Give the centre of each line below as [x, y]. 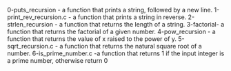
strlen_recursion [30, 24]
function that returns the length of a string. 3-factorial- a [144, 24]
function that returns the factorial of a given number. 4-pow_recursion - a [111, 31]
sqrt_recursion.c [30, 46]
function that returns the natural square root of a [133, 46]
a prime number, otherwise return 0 [58, 60]
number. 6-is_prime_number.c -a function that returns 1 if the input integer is [116, 53]
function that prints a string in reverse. [132, 17]
